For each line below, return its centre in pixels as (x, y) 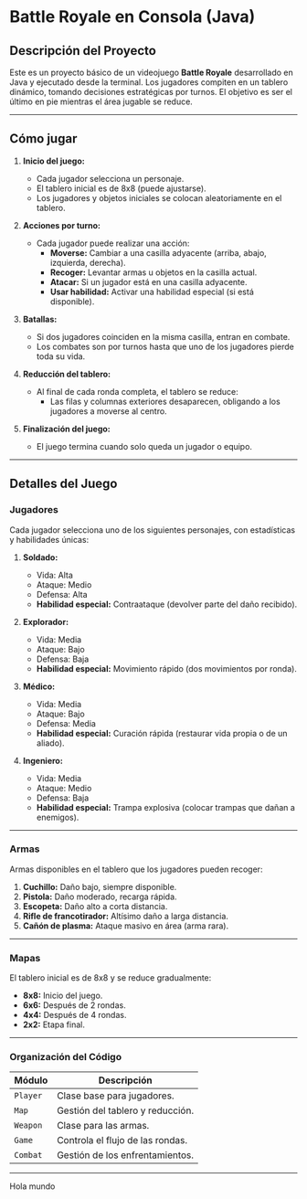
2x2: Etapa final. (53, 1024)
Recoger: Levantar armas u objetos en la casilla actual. (153, 272)
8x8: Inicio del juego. (63, 996)
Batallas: (40, 319)
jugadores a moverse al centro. (108, 411)
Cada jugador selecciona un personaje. (110, 178)
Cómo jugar (43, 139)
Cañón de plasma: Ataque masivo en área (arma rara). (126, 926)
